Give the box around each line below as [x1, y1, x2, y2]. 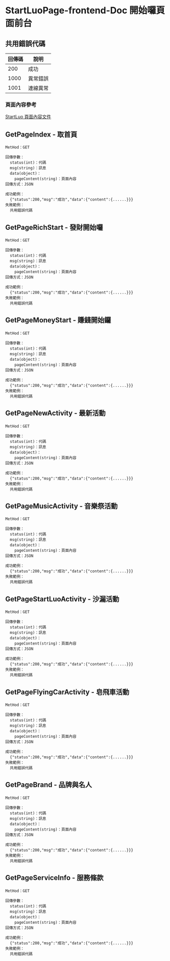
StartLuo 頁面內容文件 [5, 114, 52, 120]
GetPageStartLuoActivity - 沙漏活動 [5, 595, 119, 603]
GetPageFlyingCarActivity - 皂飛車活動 [5, 687, 129, 696]
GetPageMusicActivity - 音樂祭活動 [5, 501, 118, 510]
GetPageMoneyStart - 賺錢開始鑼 [5, 316, 111, 325]
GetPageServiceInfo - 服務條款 [5, 873, 104, 882]
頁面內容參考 [5, 101, 37, 108]
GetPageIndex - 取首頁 [5, 130, 78, 139]
